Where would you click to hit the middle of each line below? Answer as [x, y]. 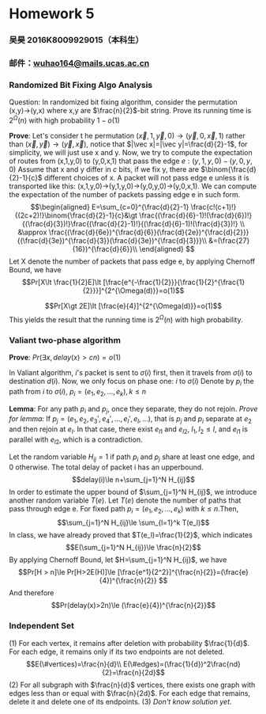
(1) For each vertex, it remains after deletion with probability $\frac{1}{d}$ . [129, 643]
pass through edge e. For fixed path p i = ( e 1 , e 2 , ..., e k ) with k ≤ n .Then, [124, 509]
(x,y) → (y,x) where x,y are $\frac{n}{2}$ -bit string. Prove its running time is [130, 111]
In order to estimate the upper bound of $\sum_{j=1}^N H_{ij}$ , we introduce [133, 492]
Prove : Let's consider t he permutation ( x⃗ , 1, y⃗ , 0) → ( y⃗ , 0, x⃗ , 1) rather [127, 135]
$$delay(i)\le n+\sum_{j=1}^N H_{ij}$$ [133, 479]
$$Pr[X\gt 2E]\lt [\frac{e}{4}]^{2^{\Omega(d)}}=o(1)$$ [133, 306]
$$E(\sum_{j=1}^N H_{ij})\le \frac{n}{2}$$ [133, 548]
